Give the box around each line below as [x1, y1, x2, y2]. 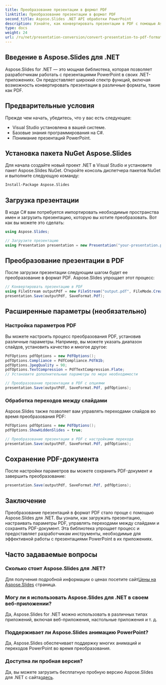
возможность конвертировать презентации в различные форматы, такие [5, 82, 161, 88]
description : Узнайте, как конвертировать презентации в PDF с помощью [5, 21, 156, 26]
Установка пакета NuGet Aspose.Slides [5, 149, 132, 157]
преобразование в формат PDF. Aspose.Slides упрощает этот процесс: [5, 275, 155, 281]
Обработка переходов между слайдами [5, 397, 108, 404]
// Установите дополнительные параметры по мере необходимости [5, 372, 138, 377]
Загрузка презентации [5, 196, 79, 204]
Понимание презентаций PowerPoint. [12, 135, 91, 141]
